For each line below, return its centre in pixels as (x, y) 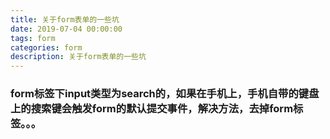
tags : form (33, 38)
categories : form (46, 47)
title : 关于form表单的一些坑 (65, 19)
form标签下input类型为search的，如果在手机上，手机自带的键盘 (165, 94)
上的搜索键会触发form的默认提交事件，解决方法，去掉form (152, 109)
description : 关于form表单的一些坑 (78, 57)
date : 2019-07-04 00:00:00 (66, 29)
